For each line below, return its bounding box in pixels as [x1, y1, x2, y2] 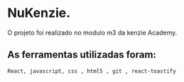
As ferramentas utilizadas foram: [7, 49, 156, 61]
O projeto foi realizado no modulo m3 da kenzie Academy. [7, 28, 178, 37]
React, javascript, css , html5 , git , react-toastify [7, 67, 176, 75]
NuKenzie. [7, 5, 71, 21]
